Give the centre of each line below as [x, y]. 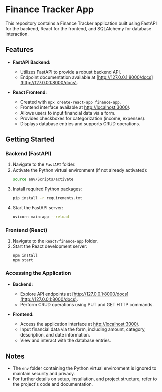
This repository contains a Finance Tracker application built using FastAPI [81, 23]
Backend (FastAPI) [28, 154]
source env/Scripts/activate [43, 179]
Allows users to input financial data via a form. [68, 113]
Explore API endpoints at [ [47, 294]
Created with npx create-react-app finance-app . [70, 102]
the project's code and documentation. [53, 384]
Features [19, 50]
